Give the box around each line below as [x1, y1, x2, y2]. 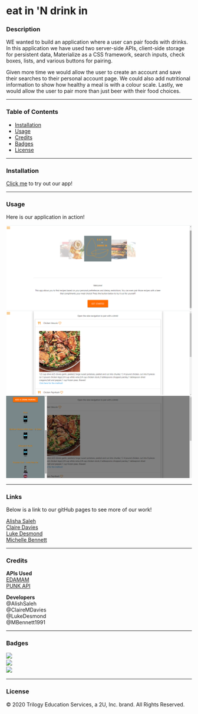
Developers [6, 594, 35, 601]
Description [6, 25, 41, 34]
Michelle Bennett [6, 536, 47, 543]
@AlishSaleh [6, 600, 37, 607]
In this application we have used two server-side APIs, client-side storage [6, 45, 185, 52]
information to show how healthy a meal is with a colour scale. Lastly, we [6, 81, 183, 88]
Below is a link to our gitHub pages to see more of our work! [6, 506, 152, 513]
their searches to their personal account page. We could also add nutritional [6, 75, 190, 82]
